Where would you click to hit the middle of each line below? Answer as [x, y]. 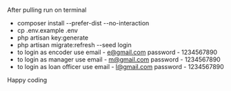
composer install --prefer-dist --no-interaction [83, 23]
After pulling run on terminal [47, 10]
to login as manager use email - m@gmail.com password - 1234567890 [119, 60]
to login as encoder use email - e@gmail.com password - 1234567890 [117, 52]
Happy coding [27, 80]
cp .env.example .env [47, 30]
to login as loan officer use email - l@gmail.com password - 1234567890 [120, 67]
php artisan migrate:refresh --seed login [74, 45]
